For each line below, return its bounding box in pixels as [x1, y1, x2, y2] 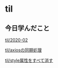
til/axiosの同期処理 [5, 47, 42, 53]
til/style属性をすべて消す [5, 57, 53, 63]
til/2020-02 [5, 37, 28, 43]
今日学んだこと [5, 24, 50, 32]
